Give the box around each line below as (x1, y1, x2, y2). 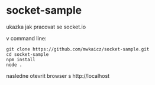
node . (6, 62, 22, 68)
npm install (6, 56, 35, 62)
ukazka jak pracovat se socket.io (6, 23, 86, 30)
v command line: (6, 34, 47, 42)
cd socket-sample (6, 51, 49, 57)
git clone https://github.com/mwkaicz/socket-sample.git (6, 46, 150, 52)
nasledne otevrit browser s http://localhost (6, 72, 110, 79)
